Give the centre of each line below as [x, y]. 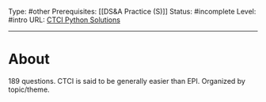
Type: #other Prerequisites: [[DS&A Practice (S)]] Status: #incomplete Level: [132, 11]
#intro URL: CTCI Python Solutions [65, 20]
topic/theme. [29, 89]
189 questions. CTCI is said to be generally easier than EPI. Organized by [127, 81]
